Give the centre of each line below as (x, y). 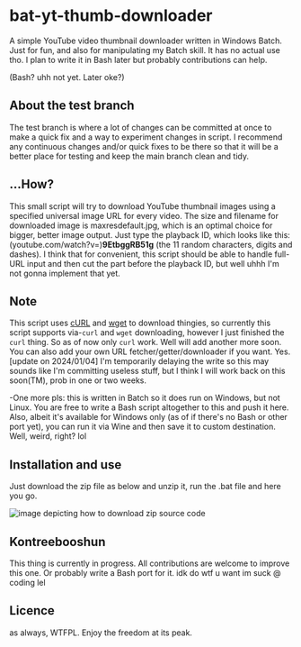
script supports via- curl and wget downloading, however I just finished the (147, 333)
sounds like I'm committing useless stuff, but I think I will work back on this (147, 371)
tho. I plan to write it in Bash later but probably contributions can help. (138, 59)
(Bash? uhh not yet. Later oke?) (67, 77)
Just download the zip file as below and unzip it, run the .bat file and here (145, 487)
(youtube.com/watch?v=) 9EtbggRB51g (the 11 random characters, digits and (151, 244)
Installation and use (66, 465)
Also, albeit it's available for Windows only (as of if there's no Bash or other (148, 417)
